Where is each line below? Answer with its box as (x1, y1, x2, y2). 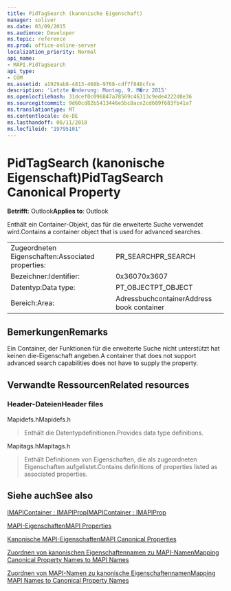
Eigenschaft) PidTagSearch (7, 169, 164, 185)
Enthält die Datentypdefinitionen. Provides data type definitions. (23, 428, 204, 437)
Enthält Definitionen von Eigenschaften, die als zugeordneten (23, 455, 197, 464)
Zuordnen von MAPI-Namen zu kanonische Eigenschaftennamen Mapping (7, 569, 216, 577)
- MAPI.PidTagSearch (7, 61, 67, 68)
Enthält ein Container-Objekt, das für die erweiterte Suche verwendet (7, 220, 203, 229)
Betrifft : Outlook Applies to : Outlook (7, 207, 109, 216)
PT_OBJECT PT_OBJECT (115, 283, 193, 293)
